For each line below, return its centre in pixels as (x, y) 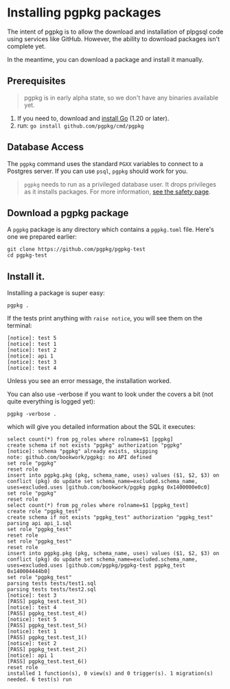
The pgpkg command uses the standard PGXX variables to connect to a (105, 163)
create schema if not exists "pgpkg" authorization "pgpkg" (95, 445)
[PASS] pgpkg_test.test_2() (47, 650)
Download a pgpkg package (68, 213)
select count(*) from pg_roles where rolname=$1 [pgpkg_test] (98, 506)
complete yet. (26, 46)
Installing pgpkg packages (84, 13)
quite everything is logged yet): (51, 401)
